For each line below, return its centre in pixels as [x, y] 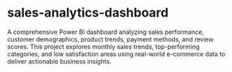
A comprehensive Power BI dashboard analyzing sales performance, [106, 32]
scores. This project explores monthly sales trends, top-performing [103, 46]
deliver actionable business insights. [59, 61]
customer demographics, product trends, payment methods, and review [110, 39]
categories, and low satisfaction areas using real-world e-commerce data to [116, 54]
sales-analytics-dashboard [88, 13]
